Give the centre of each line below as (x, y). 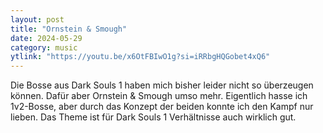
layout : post (37, 19)
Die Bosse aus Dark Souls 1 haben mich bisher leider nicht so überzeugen (162, 85)
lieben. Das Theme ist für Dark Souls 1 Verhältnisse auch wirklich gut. (153, 117)
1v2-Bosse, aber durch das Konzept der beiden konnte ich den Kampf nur (162, 107)
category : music (44, 47)
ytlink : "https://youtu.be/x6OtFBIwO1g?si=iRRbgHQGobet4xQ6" (140, 57)
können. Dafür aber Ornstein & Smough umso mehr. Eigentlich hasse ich (159, 96)
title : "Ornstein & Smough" (69, 29)
